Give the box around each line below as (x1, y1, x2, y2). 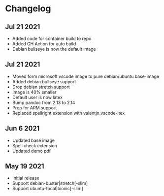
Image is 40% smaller (12, 89, 57, 95)
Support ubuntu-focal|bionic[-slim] (12, 186, 84, 192)
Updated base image (12, 137, 55, 143)
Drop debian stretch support (12, 84, 70, 90)
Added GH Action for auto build (12, 41, 76, 47)
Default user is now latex (12, 94, 63, 100)
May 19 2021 (5, 162, 44, 170)
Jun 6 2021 (5, 124, 40, 133)
